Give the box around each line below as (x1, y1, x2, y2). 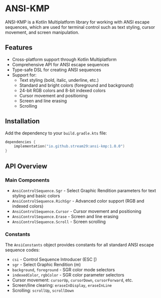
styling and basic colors (12, 193, 60, 199)
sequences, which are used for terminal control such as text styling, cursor (5, 24, 155, 30)
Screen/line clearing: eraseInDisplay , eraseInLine (12, 282, 112, 288)
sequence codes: (5, 247, 40, 253)
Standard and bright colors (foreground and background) (19, 82, 134, 88)
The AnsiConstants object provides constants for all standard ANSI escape (5, 242, 154, 248)
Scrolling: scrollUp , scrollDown (12, 288, 74, 294)
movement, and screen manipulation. (5, 29, 79, 35)
